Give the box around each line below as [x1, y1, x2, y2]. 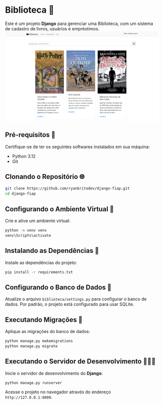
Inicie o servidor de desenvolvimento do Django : [5, 370, 103, 376]
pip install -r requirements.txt [5, 270, 73, 274]
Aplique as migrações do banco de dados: [5, 329, 90, 335]
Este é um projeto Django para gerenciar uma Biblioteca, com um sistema [5, 21, 153, 26]
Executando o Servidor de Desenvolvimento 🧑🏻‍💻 [5, 357, 156, 366]
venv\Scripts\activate [5, 233, 51, 238]
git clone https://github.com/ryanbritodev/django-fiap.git [5, 186, 130, 191]
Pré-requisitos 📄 [5, 131, 56, 139]
